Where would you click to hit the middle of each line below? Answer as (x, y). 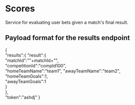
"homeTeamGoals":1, (27, 76)
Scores (20, 9)
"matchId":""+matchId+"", (32, 60)
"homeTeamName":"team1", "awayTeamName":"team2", (63, 71)
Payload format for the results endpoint (68, 38)
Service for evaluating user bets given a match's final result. (67, 22)
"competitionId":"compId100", (36, 65)
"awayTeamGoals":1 (26, 81)
